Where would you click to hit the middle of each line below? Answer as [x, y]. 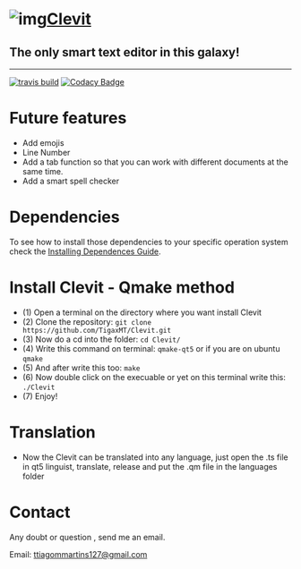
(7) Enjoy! [40, 396]
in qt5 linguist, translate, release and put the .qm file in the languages [150, 466]
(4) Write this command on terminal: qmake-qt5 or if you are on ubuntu [151, 348]
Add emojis [43, 142]
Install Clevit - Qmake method [122, 288]
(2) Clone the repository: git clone [87, 321]
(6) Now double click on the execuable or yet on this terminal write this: [154, 377]
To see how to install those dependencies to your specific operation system [149, 242]
